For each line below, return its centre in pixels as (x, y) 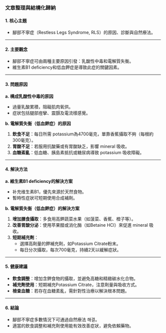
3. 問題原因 (17, 84)
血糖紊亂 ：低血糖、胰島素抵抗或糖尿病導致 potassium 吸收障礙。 (78, 152)
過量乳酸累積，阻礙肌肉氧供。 (42, 107)
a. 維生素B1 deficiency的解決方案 (39, 181)
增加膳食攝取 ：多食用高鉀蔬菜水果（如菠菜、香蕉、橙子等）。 (74, 219)
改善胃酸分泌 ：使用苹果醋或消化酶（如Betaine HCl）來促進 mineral (80, 225)
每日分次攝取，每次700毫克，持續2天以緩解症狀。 (70, 250)
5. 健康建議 (16, 267)
